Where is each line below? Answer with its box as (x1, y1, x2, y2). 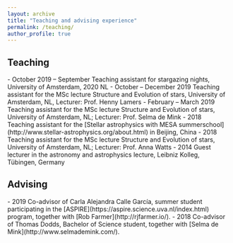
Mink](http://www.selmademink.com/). (7, 227, 120, 236)
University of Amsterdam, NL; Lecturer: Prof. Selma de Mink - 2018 (7, 113, 202, 121)
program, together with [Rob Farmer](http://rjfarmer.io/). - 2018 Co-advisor (7, 212, 226, 220)
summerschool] (179, 120, 225, 129)
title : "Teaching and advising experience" (7, 17, 138, 24)
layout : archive (7, 10, 55, 18)
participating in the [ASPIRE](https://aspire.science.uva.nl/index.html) (7, 205, 210, 213)
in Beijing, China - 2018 (149, 128, 217, 137)
